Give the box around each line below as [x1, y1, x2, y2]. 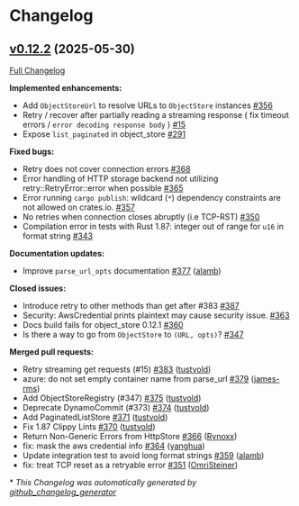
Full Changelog [9, 65, 66, 76]
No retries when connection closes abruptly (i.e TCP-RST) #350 [22, 212, 260, 221]
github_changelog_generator [9, 487, 117, 497]
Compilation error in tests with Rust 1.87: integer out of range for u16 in [22, 221, 284, 231]
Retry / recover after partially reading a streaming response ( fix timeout [22, 110, 290, 120]
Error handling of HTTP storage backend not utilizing [22, 173, 219, 184]
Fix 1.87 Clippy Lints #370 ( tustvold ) [22, 421, 156, 432]
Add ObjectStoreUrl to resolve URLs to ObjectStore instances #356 [22, 100, 273, 111]
